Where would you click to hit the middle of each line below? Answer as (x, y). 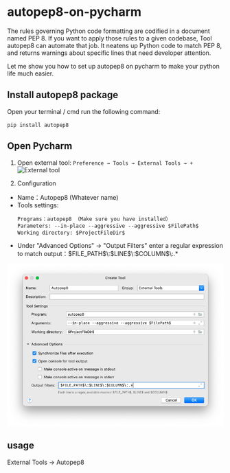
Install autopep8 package (63, 95)
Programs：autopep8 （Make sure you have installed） (94, 219)
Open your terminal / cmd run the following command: (84, 111)
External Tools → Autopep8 (46, 462)
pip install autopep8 (38, 125)
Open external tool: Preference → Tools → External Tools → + (105, 163)
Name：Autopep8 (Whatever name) (68, 197)
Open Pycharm (40, 146)
